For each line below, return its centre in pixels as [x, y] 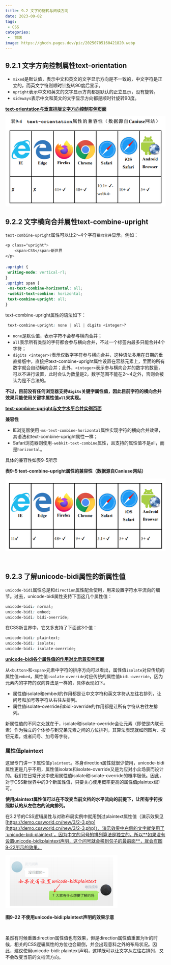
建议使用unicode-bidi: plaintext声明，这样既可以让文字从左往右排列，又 [89, 951]
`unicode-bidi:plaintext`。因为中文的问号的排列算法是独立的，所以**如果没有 [85, 835]
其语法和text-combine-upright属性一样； [55, 436]
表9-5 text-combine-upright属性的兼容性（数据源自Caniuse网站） [76, 471]
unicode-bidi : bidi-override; [37, 617]
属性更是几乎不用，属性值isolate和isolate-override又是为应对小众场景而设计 [84, 769]
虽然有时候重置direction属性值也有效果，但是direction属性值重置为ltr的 [79, 938]
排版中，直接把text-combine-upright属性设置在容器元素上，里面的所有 [91, 361]
